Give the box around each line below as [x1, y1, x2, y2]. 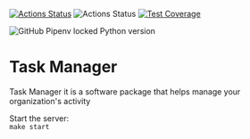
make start [9, 122, 50, 131]
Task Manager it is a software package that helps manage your [9, 86, 241, 97]
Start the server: [9, 112, 70, 124]
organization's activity [9, 95, 91, 106]
